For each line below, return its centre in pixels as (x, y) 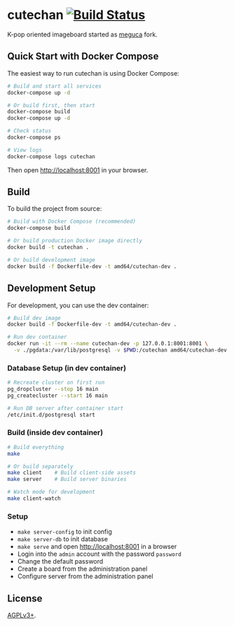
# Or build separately (40, 466)
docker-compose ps (34, 137)
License (25, 598)
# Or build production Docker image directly (75, 241)
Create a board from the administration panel (82, 569)
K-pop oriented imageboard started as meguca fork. (82, 34)
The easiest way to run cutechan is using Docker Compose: (94, 73)
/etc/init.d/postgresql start (51, 415)
